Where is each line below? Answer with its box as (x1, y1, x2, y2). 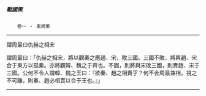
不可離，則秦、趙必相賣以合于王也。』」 (6, 76, 103, 84)
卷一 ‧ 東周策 (17, 23, 50, 29)
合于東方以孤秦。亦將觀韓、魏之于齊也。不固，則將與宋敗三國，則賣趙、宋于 (6, 61, 200, 68)
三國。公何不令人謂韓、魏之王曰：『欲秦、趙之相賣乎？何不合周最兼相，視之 (6, 69, 197, 76)
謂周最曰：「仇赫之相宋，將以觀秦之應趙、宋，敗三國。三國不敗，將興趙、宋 (6, 54, 197, 61)
